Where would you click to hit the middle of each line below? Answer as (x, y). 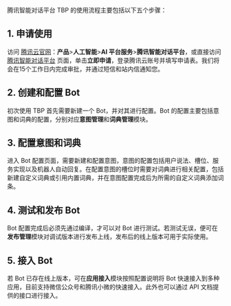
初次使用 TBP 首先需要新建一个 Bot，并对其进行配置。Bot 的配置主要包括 (110, 110)
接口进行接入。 (40, 296)
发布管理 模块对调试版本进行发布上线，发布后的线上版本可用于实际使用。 (109, 237)
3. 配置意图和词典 (44, 143)
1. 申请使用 (30, 34)
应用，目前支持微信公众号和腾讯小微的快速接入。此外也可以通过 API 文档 (110, 287)
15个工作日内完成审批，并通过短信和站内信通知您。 (91, 69)
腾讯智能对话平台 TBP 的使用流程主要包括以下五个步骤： (87, 10)
